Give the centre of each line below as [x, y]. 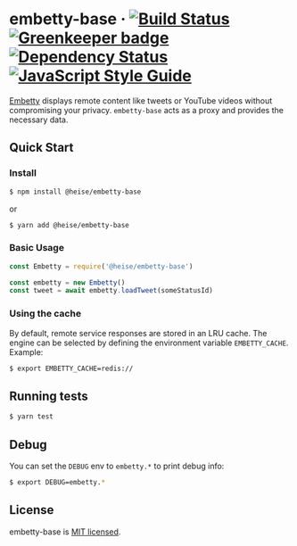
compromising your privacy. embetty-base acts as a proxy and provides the [146, 110]
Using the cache [45, 314]
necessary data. [39, 120]
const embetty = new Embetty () [67, 282]
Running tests [49, 396]
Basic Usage [37, 248]
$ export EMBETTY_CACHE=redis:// [71, 368]
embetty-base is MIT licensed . [65, 532]
